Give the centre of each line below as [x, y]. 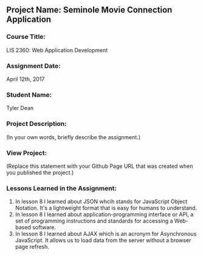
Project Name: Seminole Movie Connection [89, 10]
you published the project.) [40, 172]
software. [44, 227]
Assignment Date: [33, 66]
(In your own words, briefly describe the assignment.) [74, 137]
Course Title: [26, 37]
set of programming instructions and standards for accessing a [94, 221]
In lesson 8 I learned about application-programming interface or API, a [104, 215]
